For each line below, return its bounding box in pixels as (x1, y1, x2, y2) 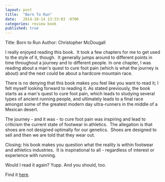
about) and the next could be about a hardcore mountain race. (5, 70, 133, 76)
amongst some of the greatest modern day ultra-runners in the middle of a (5, 101, 158, 107)
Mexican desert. (5, 107, 39, 113)
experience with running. (5, 153, 56, 159)
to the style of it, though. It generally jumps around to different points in (5, 54, 153, 60)
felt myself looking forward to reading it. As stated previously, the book (5, 85, 151, 91)
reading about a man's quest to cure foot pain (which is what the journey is (5, 65, 159, 71)
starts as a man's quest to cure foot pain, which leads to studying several (5, 91, 155, 97)
